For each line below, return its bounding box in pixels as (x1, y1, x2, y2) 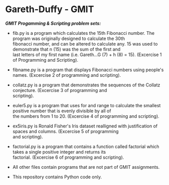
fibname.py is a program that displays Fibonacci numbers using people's (12, 67, 164, 73)
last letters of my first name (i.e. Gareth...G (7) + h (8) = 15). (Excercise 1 (12, 52, 162, 58)
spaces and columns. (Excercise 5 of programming (12, 128, 119, 134)
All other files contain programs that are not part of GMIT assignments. (12, 164, 160, 170)
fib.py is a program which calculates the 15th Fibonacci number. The (12, 30, 155, 36)
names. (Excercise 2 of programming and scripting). (12, 72, 121, 78)
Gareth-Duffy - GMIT (5, 4, 94, 15)
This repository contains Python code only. (12, 173, 102, 180)
